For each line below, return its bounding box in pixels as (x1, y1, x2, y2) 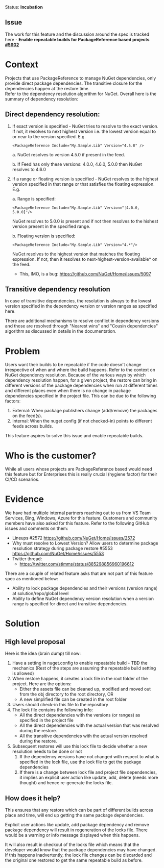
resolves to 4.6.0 (12, 166, 47, 172)
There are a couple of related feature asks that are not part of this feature (5, 570, 153, 576)
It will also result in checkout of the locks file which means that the (5, 842, 140, 847)
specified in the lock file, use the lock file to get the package (19, 759, 141, 765)
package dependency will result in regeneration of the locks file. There (5, 827, 148, 833)
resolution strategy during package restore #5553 (12, 546, 113, 551)
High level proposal (5, 637, 65, 646)
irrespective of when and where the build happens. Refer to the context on (5, 367, 156, 373)
